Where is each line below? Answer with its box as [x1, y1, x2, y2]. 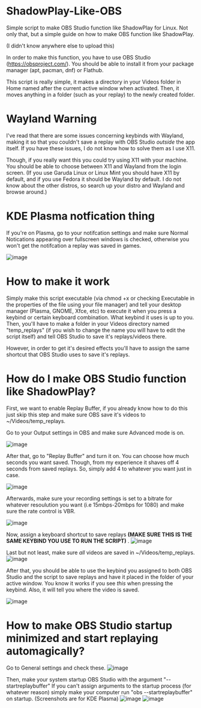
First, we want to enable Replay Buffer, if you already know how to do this [6, 404, 188, 412]
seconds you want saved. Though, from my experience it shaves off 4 [6, 459, 179, 466]
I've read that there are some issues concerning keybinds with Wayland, [6, 132, 185, 139]
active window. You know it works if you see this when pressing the [6, 579, 173, 587]
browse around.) [6, 188, 47, 195]
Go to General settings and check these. [6, 664, 106, 671]
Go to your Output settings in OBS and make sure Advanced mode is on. [6, 429, 185, 436]
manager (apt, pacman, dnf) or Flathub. [6, 66, 104, 73]
